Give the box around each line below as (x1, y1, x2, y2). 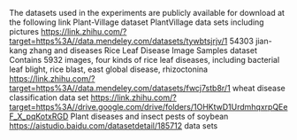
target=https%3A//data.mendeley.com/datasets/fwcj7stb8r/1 (9, 83, 232, 93)
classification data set (9, 92, 89, 103)
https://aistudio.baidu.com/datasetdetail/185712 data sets (9, 121, 218, 131)
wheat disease (232, 83, 286, 93)
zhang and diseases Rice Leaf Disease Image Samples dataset (29, 45, 258, 56)
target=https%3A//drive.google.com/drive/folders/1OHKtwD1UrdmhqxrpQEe (9, 102, 288, 112)
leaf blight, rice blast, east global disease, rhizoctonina (9, 64, 209, 74)
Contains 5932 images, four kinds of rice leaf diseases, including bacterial (9, 55, 280, 65)
